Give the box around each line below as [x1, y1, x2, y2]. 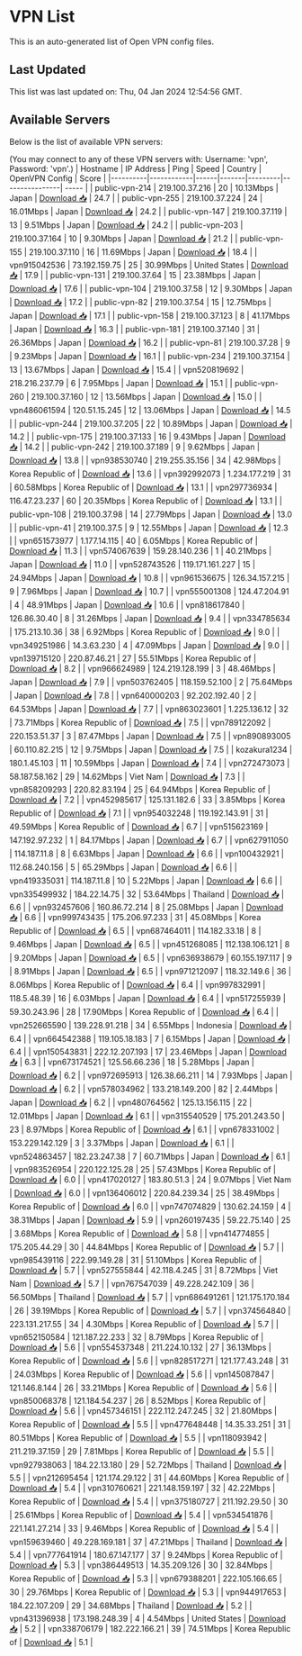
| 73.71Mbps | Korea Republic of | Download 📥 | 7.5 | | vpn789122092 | [9, 717, 271, 728]
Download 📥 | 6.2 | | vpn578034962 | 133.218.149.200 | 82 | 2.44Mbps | [9, 1083, 279, 1094]
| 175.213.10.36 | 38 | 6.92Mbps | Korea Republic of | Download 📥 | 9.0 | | [9, 626, 280, 637]
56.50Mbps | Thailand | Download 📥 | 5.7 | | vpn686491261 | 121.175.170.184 [9, 1291, 290, 1302]
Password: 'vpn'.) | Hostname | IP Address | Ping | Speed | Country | [9, 163, 262, 174]
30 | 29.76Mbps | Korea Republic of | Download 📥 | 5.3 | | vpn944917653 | [9, 1587, 287, 1597]
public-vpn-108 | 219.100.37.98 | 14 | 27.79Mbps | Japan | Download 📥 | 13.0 [9, 509, 293, 520]
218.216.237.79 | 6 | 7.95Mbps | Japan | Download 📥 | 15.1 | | [9, 377, 234, 388]
